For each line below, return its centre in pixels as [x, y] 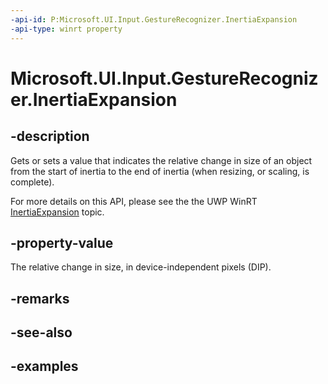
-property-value [62, 242]
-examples [44, 366]
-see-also [41, 332]
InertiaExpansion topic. [57, 212]
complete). [32, 182]
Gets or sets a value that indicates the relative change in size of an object [161, 160]
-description [50, 136]
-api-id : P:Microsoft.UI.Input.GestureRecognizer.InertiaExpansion [154, 19]
